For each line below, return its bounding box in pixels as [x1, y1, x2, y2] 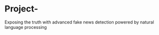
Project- [4, 3, 39, 14]
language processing [4, 24, 47, 30]
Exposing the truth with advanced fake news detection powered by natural [4, 19, 154, 25]
